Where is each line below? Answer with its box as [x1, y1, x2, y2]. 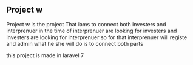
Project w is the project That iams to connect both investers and [6, 20, 166, 28]
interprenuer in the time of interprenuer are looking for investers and [6, 27, 177, 34]
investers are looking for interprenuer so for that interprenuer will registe [6, 33, 188, 41]
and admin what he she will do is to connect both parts [6, 40, 144, 47]
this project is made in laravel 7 [6, 51, 84, 59]
